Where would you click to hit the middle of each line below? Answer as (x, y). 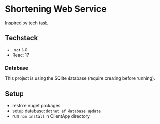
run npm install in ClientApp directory (51, 116)
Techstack (22, 38)
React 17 (21, 55)
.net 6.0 (20, 50)
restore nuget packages (36, 105)
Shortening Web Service (56, 9)
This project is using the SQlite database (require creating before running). (80, 78)
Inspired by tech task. (27, 23)
